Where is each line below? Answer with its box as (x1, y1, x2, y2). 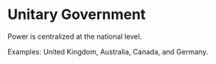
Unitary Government (7, 6, 147, 24)
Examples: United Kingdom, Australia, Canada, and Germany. (7, 47, 209, 56)
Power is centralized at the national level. (7, 32, 143, 41)
